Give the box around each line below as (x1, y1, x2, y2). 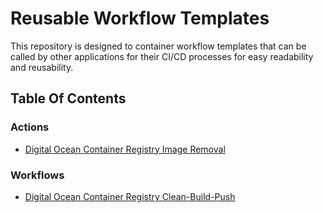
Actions (10, 120, 50, 134)
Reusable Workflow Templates (10, 7, 270, 30)
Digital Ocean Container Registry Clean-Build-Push (24, 190, 236, 202)
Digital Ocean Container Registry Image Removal (24, 143, 226, 155)
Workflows (10, 168, 65, 182)
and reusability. (10, 61, 74, 73)
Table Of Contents (10, 90, 127, 107)
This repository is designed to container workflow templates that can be (10, 40, 307, 52)
